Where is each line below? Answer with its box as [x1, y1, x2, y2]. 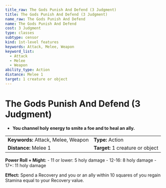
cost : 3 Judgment [5, 26, 41, 31]
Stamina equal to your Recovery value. [5, 177, 84, 183]
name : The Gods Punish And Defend [5, 21, 77, 26]
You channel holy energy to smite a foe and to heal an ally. [12, 125, 135, 131]
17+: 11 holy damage [5, 162, 46, 168]
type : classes [5, 30, 35, 35]
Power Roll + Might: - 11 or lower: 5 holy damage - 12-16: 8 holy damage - [5, 157, 157, 163]
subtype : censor [5, 35, 39, 40]
